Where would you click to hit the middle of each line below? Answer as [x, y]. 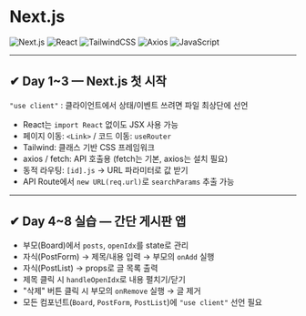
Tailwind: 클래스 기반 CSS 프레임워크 [88, 147]
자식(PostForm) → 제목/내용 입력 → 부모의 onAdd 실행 [118, 256]
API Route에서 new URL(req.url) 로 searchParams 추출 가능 [128, 181]
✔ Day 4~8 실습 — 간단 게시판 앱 [98, 222]
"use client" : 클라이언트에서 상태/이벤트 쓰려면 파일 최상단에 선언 [129, 105]
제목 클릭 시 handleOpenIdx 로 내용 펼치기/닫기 [104, 279]
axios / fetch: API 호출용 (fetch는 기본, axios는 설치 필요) [125, 158]
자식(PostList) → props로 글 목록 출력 [90, 268]
